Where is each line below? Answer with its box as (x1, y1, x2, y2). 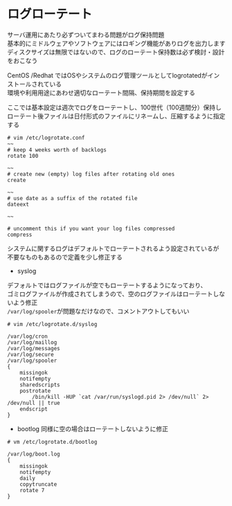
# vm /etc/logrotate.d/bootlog (7, 438, 98, 445)
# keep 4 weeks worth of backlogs (7, 146, 107, 153)
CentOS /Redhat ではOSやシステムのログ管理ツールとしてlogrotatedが (7, 71, 208, 80)
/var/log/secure (7, 351, 54, 358)
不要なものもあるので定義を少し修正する (7, 253, 123, 261)
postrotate (19, 387, 51, 395)
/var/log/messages (7, 345, 60, 352)
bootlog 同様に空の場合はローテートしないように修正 (17, 424, 168, 433)
